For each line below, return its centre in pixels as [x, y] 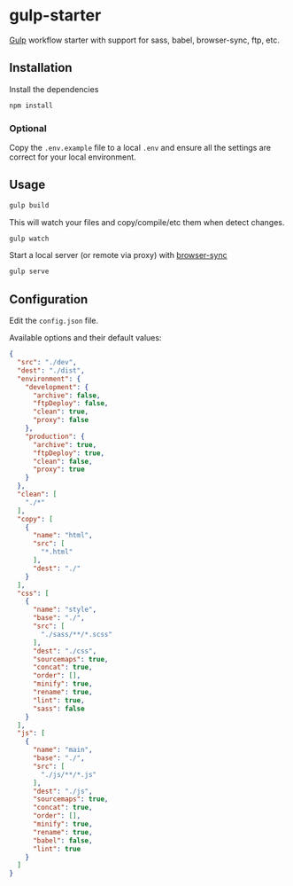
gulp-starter [55, 16]
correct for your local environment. [73, 157]
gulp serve [29, 271]
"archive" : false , [66, 396]
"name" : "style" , [65, 610]
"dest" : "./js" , [62, 791]
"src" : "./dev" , [47, 363]
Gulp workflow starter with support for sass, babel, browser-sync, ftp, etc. [145, 40]
